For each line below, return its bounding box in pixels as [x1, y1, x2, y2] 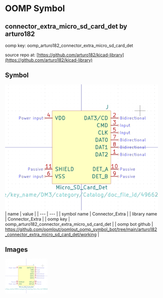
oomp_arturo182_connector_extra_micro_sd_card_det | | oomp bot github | [5, 221, 153, 227]
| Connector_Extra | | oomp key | [5, 216, 70, 222]
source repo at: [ [5, 52, 38, 58]
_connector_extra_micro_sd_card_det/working [5, 231, 97, 237]
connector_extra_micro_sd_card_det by [5, 22, 128, 31]
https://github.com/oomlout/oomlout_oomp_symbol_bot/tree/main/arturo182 [5, 226, 157, 232]
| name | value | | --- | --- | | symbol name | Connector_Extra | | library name [5, 211, 158, 217]
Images [5, 246, 28, 253]
